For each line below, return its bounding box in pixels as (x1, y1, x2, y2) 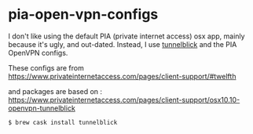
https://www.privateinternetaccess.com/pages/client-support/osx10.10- (8, 95, 240, 104)
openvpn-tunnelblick (8, 103, 76, 113)
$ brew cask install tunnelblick (8, 118, 118, 126)
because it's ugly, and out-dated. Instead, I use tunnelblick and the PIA (8, 39, 237, 49)
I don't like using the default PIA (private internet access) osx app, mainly (8, 31, 245, 41)
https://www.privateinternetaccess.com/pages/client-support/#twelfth (8, 71, 236, 81)
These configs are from (8, 63, 84, 72)
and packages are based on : (8, 86, 103, 96)
